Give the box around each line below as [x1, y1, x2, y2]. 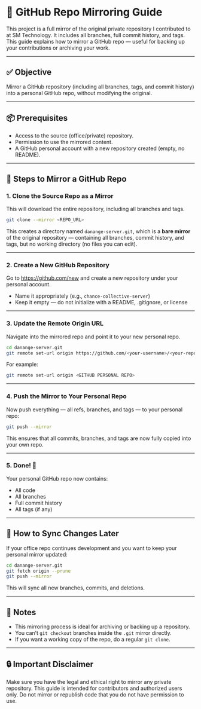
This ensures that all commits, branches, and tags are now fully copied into [6, 435, 191, 442]
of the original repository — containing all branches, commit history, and [6, 234, 184, 242]
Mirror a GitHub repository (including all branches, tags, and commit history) [6, 83, 194, 90]
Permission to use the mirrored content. [14, 138, 113, 145]
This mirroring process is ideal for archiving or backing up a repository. [14, 623, 190, 630]
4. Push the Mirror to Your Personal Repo [6, 392, 127, 401]
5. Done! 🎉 [6, 462, 37, 470]
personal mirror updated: [6, 551, 68, 558]
